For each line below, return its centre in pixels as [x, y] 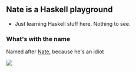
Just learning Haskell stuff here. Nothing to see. [72, 23]
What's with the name [38, 39]
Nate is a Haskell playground [59, 10]
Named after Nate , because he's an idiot [55, 52]
